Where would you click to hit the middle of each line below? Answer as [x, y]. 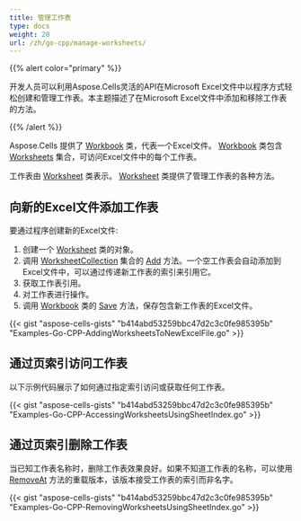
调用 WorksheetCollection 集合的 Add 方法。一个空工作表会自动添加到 [151, 260]
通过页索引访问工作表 [68, 363]
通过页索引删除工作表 [68, 445]
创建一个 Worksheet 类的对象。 [80, 250]
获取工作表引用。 [54, 283]
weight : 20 [30, 34]
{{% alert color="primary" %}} [66, 68]
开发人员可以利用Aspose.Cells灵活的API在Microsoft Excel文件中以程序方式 [147, 87]
